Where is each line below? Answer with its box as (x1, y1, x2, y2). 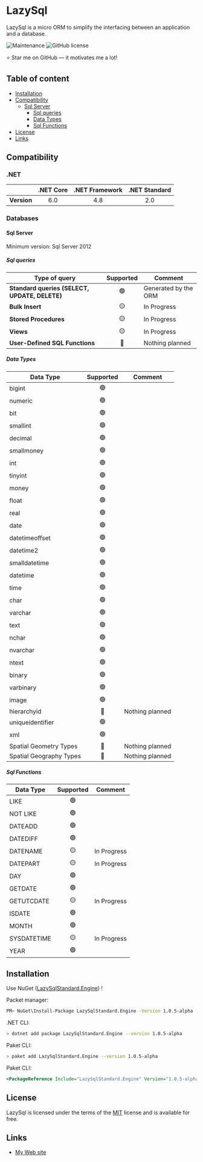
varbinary (9, 684, 37, 692)
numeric (9, 397, 33, 405)
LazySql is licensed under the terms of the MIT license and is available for (6, 1109, 190, 1116)
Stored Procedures (9, 315, 65, 323)
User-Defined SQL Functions (9, 339, 95, 347)
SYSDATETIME (9, 934, 51, 943)
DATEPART (9, 859, 40, 868)
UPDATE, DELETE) (9, 291, 62, 300)
